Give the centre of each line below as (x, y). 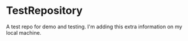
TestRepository (44, 11)
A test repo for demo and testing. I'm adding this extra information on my (94, 27)
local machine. (24, 32)
